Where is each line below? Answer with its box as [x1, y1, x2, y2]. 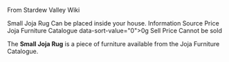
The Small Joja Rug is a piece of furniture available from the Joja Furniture [7, 40, 220, 48]
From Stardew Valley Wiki [7, 6, 80, 14]
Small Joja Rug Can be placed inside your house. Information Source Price [7, 19, 219, 27]
